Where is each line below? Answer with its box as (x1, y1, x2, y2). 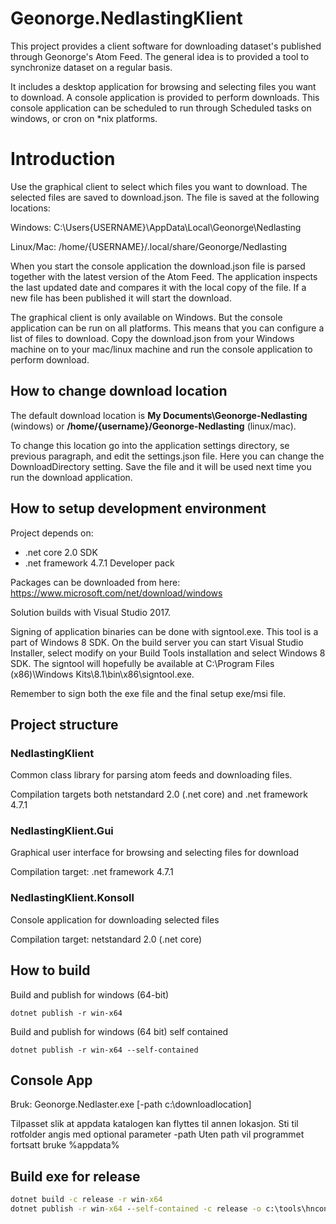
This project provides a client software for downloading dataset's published (10, 40, 322, 52)
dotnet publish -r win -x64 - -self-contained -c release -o (10, 1204, 262, 1214)
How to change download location (10, 383, 228, 400)
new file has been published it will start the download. (10, 292, 232, 304)
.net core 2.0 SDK (24, 546, 98, 558)
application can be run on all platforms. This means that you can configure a (10, 322, 325, 334)
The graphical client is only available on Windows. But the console (10, 311, 283, 323)
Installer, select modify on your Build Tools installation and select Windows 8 (10, 647, 326, 659)
